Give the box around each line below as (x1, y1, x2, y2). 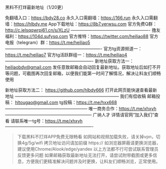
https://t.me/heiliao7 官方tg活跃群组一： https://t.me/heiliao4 (5, 52, 127, 58)
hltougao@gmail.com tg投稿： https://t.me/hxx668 (14, 99, 117, 105)
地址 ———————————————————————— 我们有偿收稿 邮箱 (5, 93, 156, 99)
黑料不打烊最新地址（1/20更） (5, 4, 66, 10)
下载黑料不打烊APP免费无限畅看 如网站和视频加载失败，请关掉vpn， (17, 134, 156, 139)
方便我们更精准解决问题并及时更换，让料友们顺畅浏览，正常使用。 (26, 159, 161, 164)
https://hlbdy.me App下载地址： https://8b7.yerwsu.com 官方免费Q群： (14, 21, 157, 27)
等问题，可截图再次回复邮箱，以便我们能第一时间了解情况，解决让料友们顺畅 (5, 71, 161, 76)
